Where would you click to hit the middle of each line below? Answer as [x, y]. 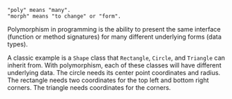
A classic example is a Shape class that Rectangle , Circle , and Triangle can [116, 58]
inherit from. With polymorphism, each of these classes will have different [115, 65]
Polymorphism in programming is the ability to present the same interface [114, 29]
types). [18, 44]
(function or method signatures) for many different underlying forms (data [115, 37]
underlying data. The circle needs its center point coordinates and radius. [114, 73]
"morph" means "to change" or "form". [64, 16]
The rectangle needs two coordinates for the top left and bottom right [108, 80]
